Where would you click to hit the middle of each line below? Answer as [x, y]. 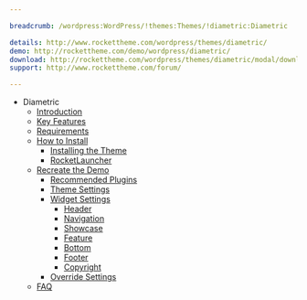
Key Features [61, 122]
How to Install [62, 141]
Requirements [63, 131]
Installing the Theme [89, 151]
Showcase [83, 229]
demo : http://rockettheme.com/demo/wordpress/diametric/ [120, 51]
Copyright [83, 267]
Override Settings [83, 277]
